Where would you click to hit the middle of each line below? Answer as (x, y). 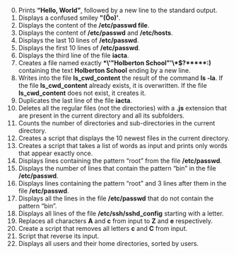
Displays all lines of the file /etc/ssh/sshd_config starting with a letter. (121, 213)
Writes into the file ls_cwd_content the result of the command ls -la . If (120, 78)
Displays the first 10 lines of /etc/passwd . (79, 48)
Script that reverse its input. (59, 236)
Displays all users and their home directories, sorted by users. (108, 243)
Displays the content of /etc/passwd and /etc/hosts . (95, 33)
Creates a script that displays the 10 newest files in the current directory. (124, 138)
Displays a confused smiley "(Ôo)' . (69, 18)
